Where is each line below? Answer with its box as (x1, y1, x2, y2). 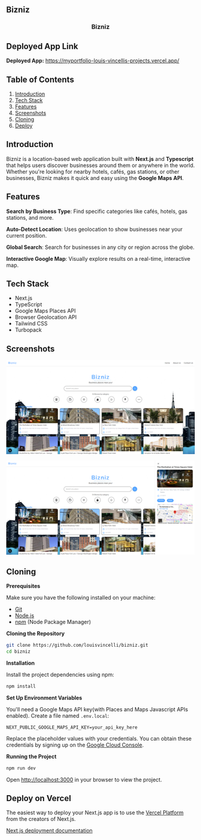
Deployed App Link (6, 41, 79, 51)
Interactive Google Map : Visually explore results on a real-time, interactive (6, 255, 190, 262)
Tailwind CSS (14, 320, 48, 327)
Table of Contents (6, 74, 75, 84)
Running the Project (6, 753, 57, 760)
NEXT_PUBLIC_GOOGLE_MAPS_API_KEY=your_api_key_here (6, 724, 138, 731)
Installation (6, 659, 35, 666)
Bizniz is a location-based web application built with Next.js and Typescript (6, 155, 194, 162)
